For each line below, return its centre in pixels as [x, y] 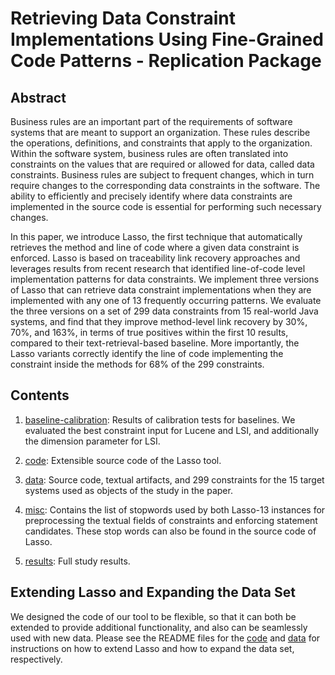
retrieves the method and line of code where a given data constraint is [155, 247]
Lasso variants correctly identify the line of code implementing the [147, 353]
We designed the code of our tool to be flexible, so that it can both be [153, 616]
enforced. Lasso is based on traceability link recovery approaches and [155, 258]
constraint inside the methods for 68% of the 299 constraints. [137, 364]
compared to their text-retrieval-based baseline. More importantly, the [155, 343]
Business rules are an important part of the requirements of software [151, 121]
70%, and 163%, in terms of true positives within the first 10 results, [149, 332]
